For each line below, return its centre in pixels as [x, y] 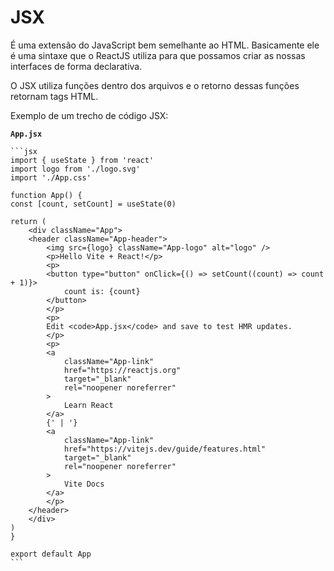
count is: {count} [102, 291]
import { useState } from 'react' [82, 160]
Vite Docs [84, 484]
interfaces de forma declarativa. [76, 66]
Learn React [88, 405]
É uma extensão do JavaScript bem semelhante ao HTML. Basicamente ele [165, 45]
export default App [51, 554]
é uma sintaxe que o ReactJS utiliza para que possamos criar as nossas [158, 55]
